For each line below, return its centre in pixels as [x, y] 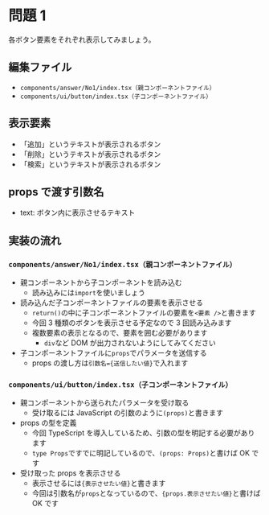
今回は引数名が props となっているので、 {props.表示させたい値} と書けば [146, 493]
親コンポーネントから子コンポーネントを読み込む [101, 282]
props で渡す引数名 [56, 192]
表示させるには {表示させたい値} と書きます [99, 484]
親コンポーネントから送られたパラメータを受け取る [104, 403]
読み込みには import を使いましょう [89, 293]
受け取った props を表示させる [70, 473]
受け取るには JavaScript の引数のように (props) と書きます [127, 413]
